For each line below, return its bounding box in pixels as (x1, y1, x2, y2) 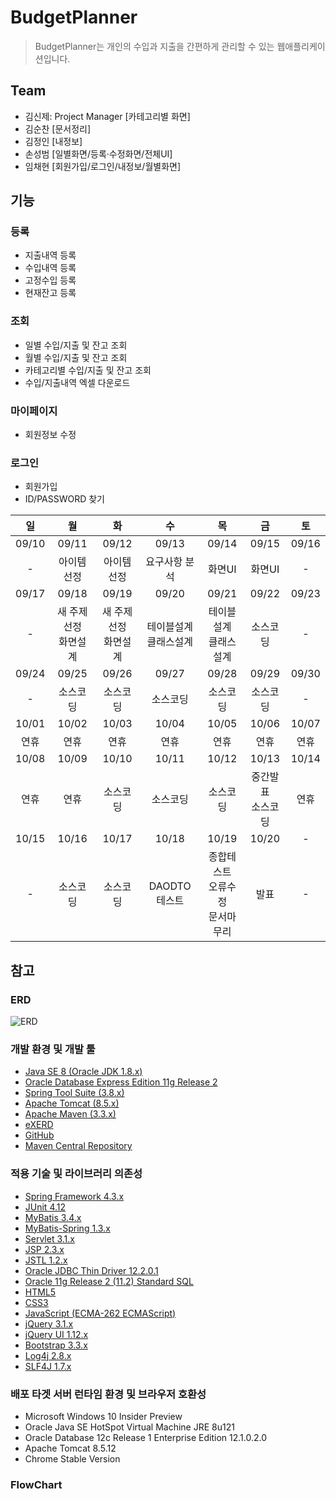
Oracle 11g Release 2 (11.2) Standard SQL (24, 1275, 194, 1287)
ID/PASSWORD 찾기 (24, 493, 105, 505)
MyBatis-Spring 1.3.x (24, 1222, 111, 1234)
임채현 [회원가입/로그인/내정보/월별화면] (24, 160, 182, 172)
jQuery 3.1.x (24, 1317, 74, 1330)
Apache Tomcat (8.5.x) (24, 1097, 120, 1110)
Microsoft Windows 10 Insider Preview (24, 1410, 183, 1422)
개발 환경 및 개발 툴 (10, 1042, 96, 1056)
